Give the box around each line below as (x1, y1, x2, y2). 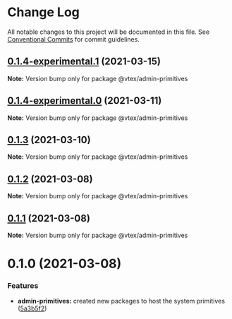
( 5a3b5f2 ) (17, 304, 47, 313)
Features (7, 281, 39, 291)
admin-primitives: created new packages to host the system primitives (17, 297, 226, 306)
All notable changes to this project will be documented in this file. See (7, 28, 210, 36)
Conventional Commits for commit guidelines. (7, 35, 140, 43)
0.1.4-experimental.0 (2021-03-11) (7, 95, 162, 107)
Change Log (7, 4, 80, 20)
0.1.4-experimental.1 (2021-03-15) (7, 56, 161, 68)
